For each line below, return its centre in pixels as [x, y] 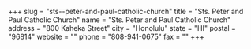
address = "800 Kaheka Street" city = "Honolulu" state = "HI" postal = [122, 28]
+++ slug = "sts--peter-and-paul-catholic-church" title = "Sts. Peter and [126, 11]
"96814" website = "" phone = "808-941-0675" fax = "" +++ [107, 36]
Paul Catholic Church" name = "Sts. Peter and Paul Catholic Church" [120, 20]
